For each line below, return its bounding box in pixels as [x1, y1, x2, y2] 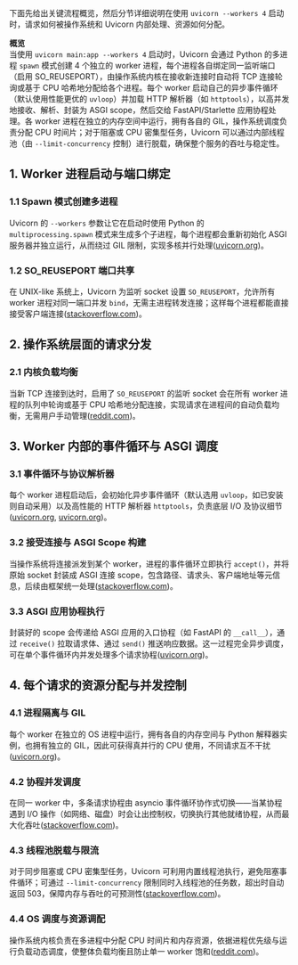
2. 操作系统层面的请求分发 [9, 337, 152, 352]
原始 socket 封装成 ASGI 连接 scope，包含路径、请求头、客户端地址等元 [9, 569, 273, 580]
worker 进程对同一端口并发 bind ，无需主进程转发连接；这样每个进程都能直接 [9, 297, 289, 307]
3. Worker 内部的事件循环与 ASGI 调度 [9, 439, 219, 454]
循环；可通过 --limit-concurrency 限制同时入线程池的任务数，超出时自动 [16, 877, 285, 888]
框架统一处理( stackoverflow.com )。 [47, 580, 178, 591]
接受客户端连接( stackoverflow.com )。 [9, 308, 147, 319]
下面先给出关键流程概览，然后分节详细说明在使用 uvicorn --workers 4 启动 [9, 8, 285, 18]
